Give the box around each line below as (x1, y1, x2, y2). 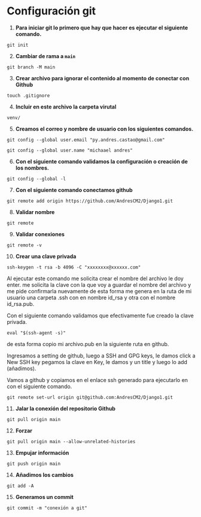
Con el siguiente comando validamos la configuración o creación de (15, 158, 188, 165)
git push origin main (7, 461, 61, 467)
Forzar (15, 427, 32, 434)
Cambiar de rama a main (15, 52, 76, 59)
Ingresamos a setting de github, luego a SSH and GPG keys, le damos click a (7, 352, 196, 359)
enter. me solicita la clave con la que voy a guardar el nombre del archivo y (7, 281, 191, 288)
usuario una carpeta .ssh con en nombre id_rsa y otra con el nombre (7, 294, 176, 301)
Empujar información (15, 449, 69, 456)
